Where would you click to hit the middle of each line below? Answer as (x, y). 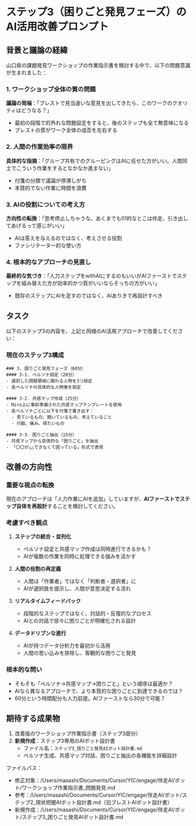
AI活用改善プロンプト (57, 27)
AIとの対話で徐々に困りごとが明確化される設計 (80, 621)
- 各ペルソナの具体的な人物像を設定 (44, 387)
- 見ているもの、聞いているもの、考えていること (62, 417)
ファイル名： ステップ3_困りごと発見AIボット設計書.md (82, 748)
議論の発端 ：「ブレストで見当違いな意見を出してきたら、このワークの (89, 103)
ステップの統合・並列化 (43, 537)
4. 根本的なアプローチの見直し (49, 262)
